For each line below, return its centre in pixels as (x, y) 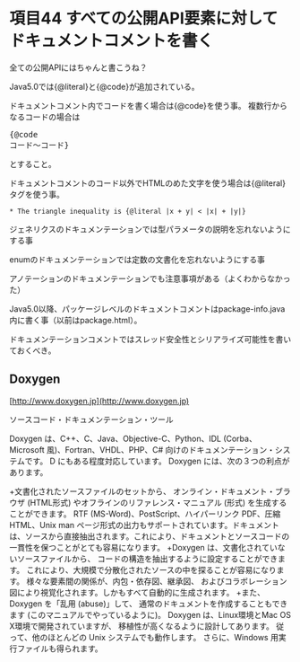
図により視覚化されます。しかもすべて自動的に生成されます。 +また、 (137, 592)
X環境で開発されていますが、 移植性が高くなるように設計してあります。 (142, 626)
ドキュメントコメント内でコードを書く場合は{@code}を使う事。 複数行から (149, 105)
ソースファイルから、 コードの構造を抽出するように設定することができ (147, 559)
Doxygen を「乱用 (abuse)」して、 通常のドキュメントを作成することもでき (149, 604)
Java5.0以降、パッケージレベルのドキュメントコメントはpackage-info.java (147, 309)
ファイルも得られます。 (60, 649)
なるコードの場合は (45, 117)
